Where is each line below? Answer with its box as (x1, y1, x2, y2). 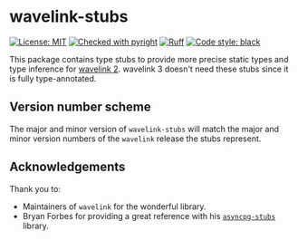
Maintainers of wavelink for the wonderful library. (22, 201, 207, 212)
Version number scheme (9, 100, 151, 115)
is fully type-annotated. (9, 72, 97, 83)
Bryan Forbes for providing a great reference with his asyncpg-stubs (22, 210, 276, 221)
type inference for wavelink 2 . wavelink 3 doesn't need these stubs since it (9, 63, 289, 74)
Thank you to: (9, 183, 62, 194)
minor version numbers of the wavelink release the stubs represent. (9, 133, 262, 144)
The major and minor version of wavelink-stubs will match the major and (9, 123, 279, 134)
